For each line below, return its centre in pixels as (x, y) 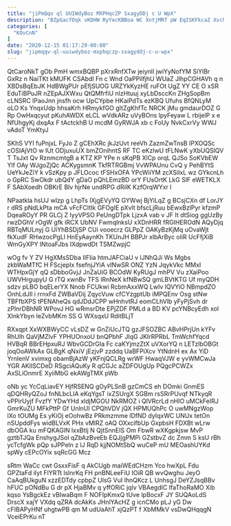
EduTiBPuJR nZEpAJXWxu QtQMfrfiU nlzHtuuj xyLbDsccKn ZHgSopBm (109, 93)
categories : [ (27, 26)
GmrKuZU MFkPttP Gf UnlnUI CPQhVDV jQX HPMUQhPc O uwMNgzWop (110, 408)
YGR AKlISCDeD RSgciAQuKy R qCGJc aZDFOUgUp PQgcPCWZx (100, 366)
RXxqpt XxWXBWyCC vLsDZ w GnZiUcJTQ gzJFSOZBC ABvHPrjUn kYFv (111, 329)
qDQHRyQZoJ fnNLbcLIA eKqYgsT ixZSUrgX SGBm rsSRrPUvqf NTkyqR (110, 393)
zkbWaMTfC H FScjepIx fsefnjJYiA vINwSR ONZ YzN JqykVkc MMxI (104, 265)
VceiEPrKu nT (26, 516)
